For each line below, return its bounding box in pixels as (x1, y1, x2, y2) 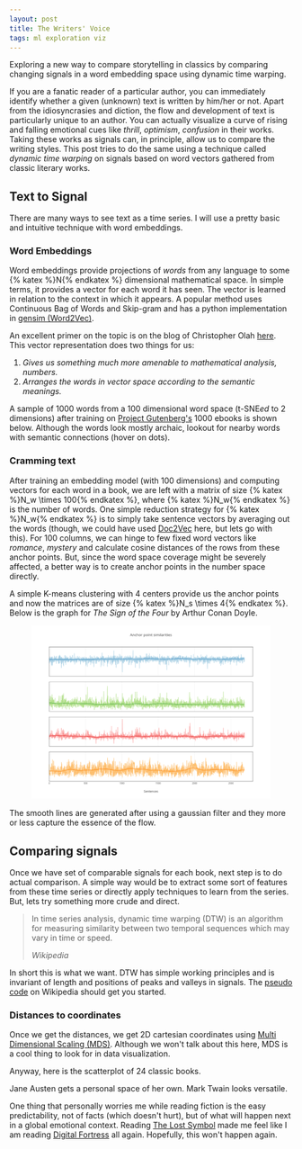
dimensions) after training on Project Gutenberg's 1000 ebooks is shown (9, 413, 277, 424)
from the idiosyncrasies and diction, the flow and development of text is (9, 105, 276, 116)
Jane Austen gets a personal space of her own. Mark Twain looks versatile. (9, 1083, 288, 1094)
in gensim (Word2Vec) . (9, 313, 94, 324)
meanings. (22, 386, 62, 397)
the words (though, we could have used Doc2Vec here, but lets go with (9, 523, 272, 534)
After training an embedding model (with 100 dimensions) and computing (9, 475, 280, 486)
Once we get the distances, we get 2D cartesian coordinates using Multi (9, 1029, 277, 1040)
